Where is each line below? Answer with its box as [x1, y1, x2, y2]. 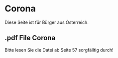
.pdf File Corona [4, 34, 56, 42]
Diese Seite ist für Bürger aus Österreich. [4, 19, 89, 25]
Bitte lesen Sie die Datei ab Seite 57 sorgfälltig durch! [4, 47, 114, 53]
